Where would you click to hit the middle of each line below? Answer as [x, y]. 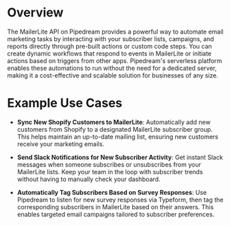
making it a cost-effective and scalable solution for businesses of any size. [113, 75]
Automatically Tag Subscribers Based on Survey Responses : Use [112, 192]
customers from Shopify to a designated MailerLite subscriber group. [115, 129]
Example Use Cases [65, 103]
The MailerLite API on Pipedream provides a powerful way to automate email [115, 32]
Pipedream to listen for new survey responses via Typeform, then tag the [120, 200]
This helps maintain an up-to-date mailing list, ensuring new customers [117, 137]
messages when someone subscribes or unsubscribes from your [109, 164]
